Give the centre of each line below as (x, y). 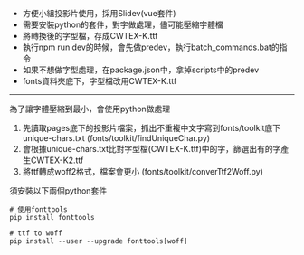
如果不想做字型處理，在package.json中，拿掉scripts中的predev (141, 70)
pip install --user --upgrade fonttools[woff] (99, 241)
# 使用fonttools (38, 210)
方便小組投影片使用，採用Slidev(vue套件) (99, 13)
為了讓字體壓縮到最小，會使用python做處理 (90, 109)
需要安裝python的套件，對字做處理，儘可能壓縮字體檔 (123, 24)
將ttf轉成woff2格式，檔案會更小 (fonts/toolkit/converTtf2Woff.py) (143, 171)
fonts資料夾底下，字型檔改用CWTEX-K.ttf (100, 81)
